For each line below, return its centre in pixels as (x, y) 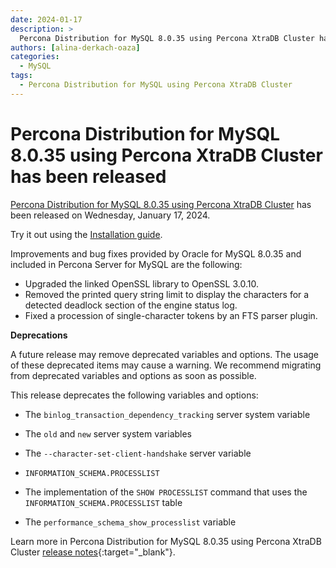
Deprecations (39, 335)
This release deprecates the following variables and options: (134, 395)
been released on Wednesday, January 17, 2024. (110, 215)
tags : (21, 76)
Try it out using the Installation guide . (86, 234)
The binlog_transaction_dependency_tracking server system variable (167, 414)
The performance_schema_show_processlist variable (130, 522)
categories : (35, 57)
